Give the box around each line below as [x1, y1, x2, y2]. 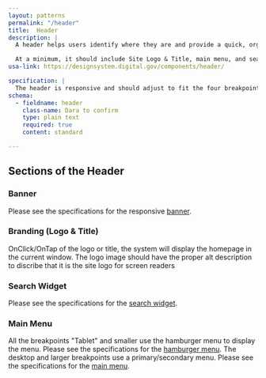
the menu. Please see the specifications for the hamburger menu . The [8, 345, 237, 354]
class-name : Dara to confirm [22, 106, 119, 115]
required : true [22, 121, 73, 129]
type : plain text [22, 114, 80, 122]
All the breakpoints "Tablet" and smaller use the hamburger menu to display [8, 336, 256, 346]
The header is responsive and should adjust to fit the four [15, 84, 222, 92]
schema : [8, 92, 34, 100]
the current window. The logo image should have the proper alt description [8, 252, 253, 262]
